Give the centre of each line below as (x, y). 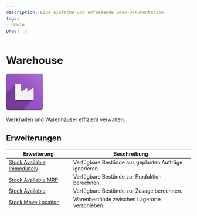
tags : (13, 18)
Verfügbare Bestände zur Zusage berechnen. (128, 191)
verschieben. (89, 205)
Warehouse (35, 61)
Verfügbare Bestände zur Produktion (117, 176)
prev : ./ (17, 31)
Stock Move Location (34, 202)
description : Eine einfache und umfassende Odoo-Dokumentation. (86, 12)
